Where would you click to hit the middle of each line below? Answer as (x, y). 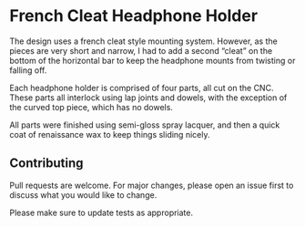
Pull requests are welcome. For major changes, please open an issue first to (152, 185)
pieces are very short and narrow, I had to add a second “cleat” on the (141, 50)
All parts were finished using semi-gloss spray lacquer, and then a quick (145, 125)
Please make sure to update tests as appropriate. (102, 212)
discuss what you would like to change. (83, 195)
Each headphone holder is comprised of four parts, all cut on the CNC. (142, 88)
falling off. (28, 70)
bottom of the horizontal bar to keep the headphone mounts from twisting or (152, 60)
